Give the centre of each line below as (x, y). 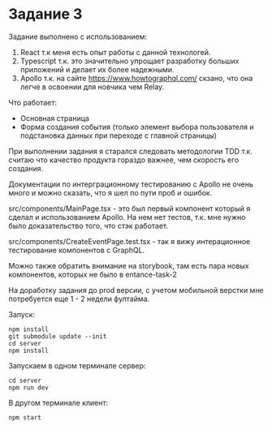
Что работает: (33, 102)
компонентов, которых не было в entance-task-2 (93, 274)
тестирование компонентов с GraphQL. (77, 250)
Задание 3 (45, 14)
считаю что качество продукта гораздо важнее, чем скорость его (124, 160)
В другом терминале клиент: (58, 402)
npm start (25, 417)
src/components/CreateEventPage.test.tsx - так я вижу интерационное (130, 241)
